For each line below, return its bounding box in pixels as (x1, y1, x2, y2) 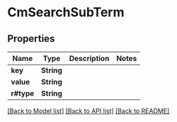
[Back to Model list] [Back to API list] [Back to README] (7, 107, 170, 115)
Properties (7, 33, 55, 45)
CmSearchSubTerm (7, 4, 125, 21)
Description (69, 54, 110, 63)
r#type (11, 89, 35, 98)
